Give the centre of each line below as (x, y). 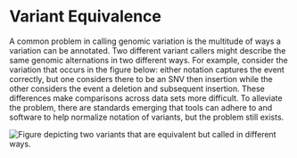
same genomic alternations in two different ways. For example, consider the (148, 60)
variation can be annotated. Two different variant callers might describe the (148, 50)
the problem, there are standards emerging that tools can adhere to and (141, 107)
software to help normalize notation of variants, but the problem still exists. (147, 117)
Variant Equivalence (86, 17)
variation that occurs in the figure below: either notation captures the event (147, 70)
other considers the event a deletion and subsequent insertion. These (137, 88)
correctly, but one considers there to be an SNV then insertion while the (141, 79)
